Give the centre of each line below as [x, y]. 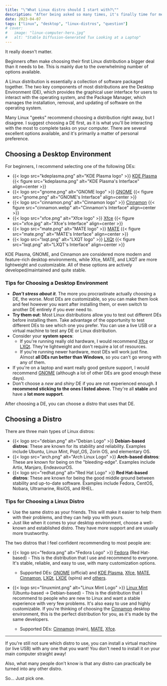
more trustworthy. [31, 533]
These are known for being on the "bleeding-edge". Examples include [84, 462]
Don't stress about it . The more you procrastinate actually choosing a [84, 293]
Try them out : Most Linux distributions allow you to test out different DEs [87, 315]
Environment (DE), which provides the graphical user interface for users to [81, 92]
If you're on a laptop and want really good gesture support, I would [81, 367]
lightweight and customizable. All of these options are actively [69, 264]
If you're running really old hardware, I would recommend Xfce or [87, 341]
